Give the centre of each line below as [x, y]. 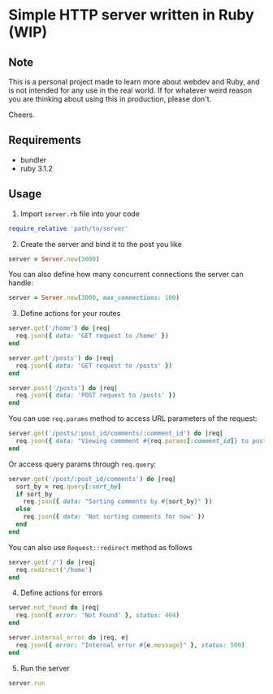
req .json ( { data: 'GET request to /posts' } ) [94, 366]
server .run [27, 683]
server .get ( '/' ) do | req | [52, 562]
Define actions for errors [61, 593]
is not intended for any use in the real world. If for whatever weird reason [130, 90]
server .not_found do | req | [54, 608]
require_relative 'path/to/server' [69, 228]
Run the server [45, 668]
